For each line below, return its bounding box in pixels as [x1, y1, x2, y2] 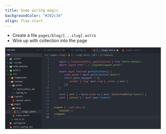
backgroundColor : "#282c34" [5, 13, 63, 18]
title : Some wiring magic [5, 8, 58, 13]
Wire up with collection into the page [12, 37, 87, 44]
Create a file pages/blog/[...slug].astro [12, 33, 96, 38]
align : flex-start [5, 18, 43, 23]
